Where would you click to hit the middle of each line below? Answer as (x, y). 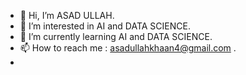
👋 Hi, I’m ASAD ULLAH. (67, 15)
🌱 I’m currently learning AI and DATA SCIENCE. (116, 36)
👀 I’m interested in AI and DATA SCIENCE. (105, 26)
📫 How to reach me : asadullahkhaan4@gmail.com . (128, 48)
